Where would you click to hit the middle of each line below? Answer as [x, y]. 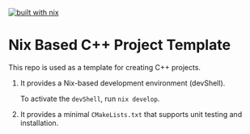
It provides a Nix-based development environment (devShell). [123, 83]
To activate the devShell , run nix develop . [90, 98]
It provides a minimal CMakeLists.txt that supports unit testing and [131, 114]
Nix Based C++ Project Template [120, 45]
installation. [39, 123]
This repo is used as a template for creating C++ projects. [104, 67]
